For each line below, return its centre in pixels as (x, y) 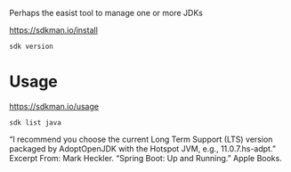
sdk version (31, 46)
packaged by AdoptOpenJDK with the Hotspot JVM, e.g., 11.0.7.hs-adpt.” (142, 148)
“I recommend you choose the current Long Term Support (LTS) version (141, 139)
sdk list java (36, 123)
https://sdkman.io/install (53, 30)
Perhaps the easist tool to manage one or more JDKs (106, 13)
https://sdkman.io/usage (54, 106)
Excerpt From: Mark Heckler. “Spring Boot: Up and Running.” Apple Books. (145, 158)
